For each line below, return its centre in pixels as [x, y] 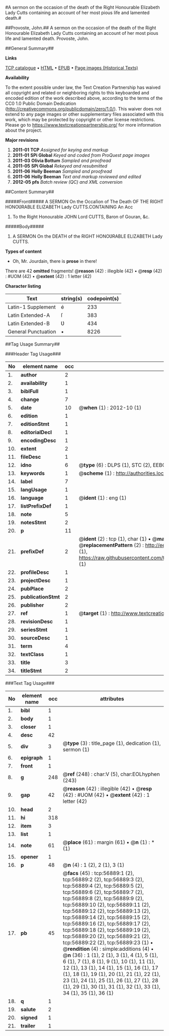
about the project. [24, 130]
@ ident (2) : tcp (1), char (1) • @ [118, 539]
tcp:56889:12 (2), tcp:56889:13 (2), [106, 911]
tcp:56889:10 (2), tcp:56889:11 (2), [106, 905]
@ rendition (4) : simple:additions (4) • [108, 949]
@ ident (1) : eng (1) [103, 498]
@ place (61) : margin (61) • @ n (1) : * [109, 842]
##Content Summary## [30, 192]
